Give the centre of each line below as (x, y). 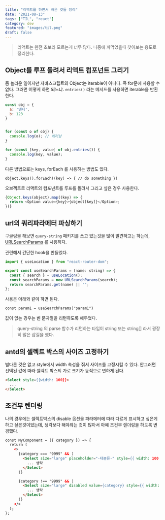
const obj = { (20, 105)
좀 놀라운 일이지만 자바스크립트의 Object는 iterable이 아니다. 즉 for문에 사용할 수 (82, 83)
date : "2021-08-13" (25, 14)
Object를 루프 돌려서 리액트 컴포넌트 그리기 (67, 70)
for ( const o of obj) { (30, 132)
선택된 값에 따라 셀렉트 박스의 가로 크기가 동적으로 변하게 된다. (65, 371)
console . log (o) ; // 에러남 (36, 136)
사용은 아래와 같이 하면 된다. (32, 299)
